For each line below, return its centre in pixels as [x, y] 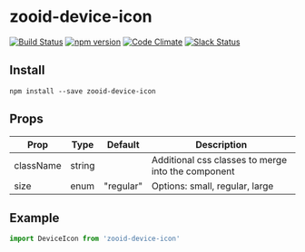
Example [34, 218]
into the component [193, 171]
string [83, 165]
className [38, 165]
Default [123, 144]
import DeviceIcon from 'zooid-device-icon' [95, 239]
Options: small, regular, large [212, 186]
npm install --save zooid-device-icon [83, 91]
